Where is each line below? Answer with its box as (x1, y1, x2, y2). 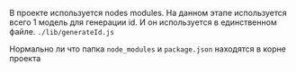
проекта (9, 53, 41, 63)
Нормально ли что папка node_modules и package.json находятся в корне (9, 44, 286, 54)
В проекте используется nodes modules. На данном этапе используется (9, 8, 288, 18)
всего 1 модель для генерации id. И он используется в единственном (9, 17, 277, 28)
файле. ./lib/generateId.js (9, 27, 115, 36)
